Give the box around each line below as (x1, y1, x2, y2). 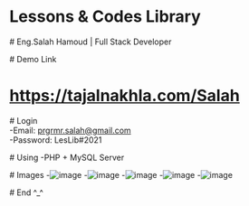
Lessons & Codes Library (9, 6, 201, 27)
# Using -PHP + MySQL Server (9, 152, 125, 163)
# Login (9, 115, 38, 126)
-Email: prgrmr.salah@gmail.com (9, 125, 131, 136)
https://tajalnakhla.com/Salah (9, 86, 240, 106)
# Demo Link (9, 53, 57, 64)
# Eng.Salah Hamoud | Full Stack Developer (9, 36, 172, 47)
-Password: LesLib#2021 (9, 134, 102, 145)
